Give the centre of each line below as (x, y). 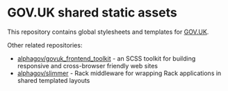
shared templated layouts (54, 80)
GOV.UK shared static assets (92, 13)
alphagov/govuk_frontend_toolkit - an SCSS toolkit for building (106, 58)
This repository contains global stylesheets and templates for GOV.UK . (108, 32)
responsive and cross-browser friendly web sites (88, 65)
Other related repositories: (45, 45)
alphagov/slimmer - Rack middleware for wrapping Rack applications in (119, 73)
